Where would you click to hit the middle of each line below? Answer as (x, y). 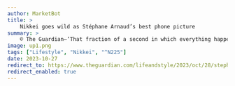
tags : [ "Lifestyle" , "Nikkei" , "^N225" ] (67, 53)
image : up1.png (29, 46)
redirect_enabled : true (42, 71)
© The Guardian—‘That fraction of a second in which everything (115, 40)
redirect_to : (26, 65)
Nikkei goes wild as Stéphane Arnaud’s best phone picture (108, 26)
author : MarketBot (34, 14)
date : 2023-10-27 (33, 59)
